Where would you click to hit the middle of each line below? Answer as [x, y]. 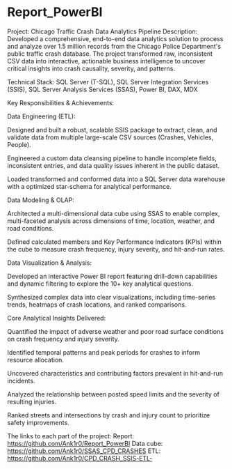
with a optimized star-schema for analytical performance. [89, 186]
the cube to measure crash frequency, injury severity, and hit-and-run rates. [116, 249]
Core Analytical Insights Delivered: [57, 318]
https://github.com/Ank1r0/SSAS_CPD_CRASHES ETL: [84, 451]
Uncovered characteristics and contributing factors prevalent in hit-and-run [115, 373]
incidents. [21, 380]
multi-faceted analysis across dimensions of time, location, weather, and [111, 221]
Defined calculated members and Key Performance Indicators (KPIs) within [115, 242]
